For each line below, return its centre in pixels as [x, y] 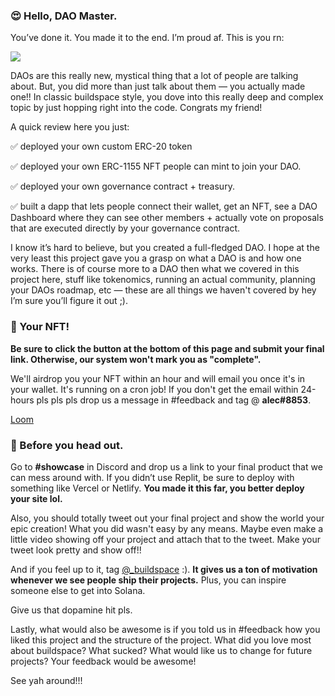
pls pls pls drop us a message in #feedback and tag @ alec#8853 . [174, 400]
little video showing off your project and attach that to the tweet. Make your [166, 539]
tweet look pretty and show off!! [76, 550]
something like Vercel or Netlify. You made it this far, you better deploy [157, 488]
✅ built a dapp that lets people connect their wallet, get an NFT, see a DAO [164, 206]
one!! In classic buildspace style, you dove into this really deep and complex [167, 97]
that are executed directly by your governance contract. [125, 228]
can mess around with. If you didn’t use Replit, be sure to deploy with [152, 477]
